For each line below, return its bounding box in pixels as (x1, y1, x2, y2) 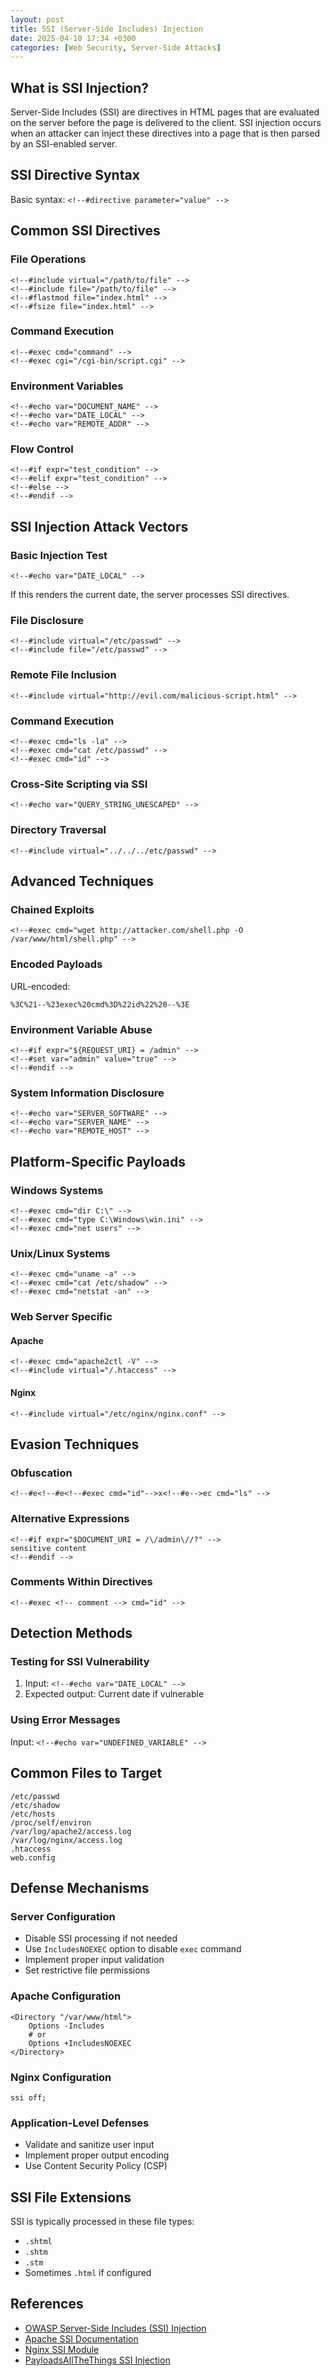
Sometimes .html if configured (24, 2266, 152, 2278)
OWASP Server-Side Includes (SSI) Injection (24, 2322, 207, 2334)
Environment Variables (10, 379, 124, 393)
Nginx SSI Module (24, 2343, 100, 2355)
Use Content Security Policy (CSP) (24, 2160, 168, 2172)
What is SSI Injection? (10, 79, 150, 96)
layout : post (10, 14, 65, 25)
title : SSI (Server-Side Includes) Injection (10, 24, 203, 34)
